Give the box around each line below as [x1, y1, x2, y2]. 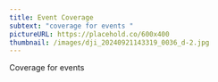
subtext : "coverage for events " [9, 21, 134, 30]
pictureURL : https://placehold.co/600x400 [9, 29, 170, 38]
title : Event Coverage [9, 12, 94, 22]
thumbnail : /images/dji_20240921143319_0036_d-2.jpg [9, 37, 210, 47]
